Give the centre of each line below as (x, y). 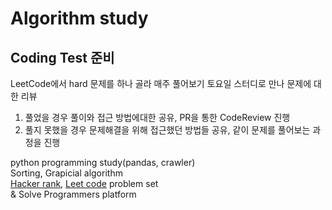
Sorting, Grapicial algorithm (66, 173)
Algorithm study (79, 18)
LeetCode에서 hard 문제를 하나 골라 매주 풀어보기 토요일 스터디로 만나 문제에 (161, 83)
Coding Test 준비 (62, 57)
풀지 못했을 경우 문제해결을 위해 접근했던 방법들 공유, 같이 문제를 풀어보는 (167, 130)
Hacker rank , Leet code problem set (84, 183)
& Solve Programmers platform (73, 194)
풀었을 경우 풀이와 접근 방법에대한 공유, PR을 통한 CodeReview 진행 (157, 117)
